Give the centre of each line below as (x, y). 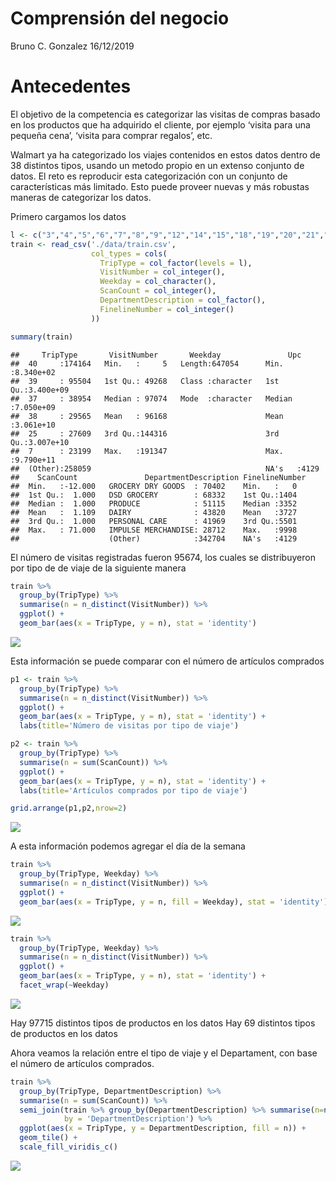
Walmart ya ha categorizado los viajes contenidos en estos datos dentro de (165, 154)
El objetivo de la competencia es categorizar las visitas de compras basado (165, 114)
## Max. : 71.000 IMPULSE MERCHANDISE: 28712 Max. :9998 (154, 530)
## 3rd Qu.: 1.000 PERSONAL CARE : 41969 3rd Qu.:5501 (154, 521)
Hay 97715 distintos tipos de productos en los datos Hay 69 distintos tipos (163, 1023)
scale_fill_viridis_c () (68, 1147)
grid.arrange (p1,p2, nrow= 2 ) (69, 808)
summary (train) (42, 337)
